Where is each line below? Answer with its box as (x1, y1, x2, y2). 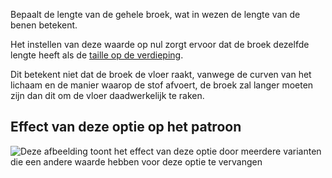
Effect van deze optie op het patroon (10, 119, 242, 136)
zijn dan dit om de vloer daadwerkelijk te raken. (10, 90, 205, 101)
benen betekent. (10, 19, 78, 31)
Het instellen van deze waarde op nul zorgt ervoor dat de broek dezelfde (10, 39, 310, 50)
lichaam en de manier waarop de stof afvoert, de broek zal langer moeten (10, 79, 314, 91)
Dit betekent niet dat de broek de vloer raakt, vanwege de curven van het (10, 69, 312, 80)
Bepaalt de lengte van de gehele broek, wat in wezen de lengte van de (10, 9, 301, 20)
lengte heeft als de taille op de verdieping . (10, 49, 184, 61)
